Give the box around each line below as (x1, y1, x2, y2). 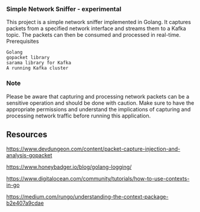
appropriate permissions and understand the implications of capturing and (6, 105, 191, 113)
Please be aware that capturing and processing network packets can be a (6, 93, 190, 100)
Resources (6, 129, 48, 140)
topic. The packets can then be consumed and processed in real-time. (6, 31, 181, 39)
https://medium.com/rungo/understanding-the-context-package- (6, 193, 169, 201)
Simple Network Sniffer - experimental (6, 5, 122, 13)
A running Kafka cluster (6, 65, 69, 71)
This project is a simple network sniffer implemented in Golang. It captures (6, 19, 192, 26)
